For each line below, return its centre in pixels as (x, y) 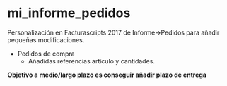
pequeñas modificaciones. (46, 39)
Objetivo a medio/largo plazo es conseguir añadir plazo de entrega (107, 75)
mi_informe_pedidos (69, 13)
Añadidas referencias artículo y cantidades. (92, 61)
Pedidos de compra (46, 54)
